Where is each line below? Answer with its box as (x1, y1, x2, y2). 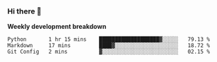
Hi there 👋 (7, 6, 42, 16)
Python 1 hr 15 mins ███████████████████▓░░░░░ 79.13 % (7, 36, 211, 43)
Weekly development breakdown (7, 23, 107, 31)
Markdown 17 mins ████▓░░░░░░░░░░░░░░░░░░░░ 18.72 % (7, 42, 211, 49)
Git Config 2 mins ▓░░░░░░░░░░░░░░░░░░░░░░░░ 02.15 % (7, 49, 211, 56)
